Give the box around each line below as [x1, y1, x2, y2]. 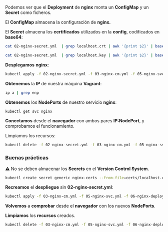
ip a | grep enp [5, 90, 39, 95]
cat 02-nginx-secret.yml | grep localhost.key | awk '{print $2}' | [5, 52, 153, 58]
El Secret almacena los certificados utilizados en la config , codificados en [5, 29, 160, 34]
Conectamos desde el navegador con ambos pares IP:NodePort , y [5, 118, 144, 124]
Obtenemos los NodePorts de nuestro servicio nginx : [5, 99, 117, 105]
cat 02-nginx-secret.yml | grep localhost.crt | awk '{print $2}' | [5, 44, 153, 49]
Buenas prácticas [5, 154, 49, 161]
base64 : [5, 34, 23, 40]
